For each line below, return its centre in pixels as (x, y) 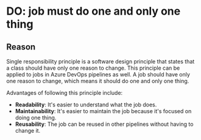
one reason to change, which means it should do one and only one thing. (98, 81)
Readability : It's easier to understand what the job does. (86, 105)
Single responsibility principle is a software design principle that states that (100, 61)
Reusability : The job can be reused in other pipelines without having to (104, 124)
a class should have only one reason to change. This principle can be (93, 68)
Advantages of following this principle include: (65, 93)
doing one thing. (36, 118)
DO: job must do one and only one (93, 11)
